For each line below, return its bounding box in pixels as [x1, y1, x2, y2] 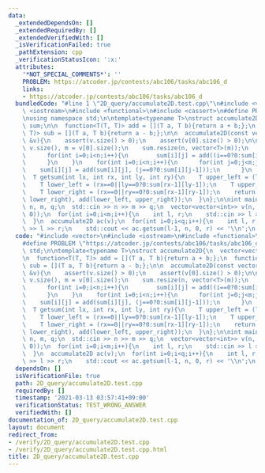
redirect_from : [8, 430, 58, 439]
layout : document [8, 423, 65, 431]
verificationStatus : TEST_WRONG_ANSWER [15, 401, 147, 410]
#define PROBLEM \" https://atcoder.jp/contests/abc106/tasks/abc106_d [22, 240, 259, 248]
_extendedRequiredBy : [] [15, 26, 97, 34]
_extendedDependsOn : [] [15, 19, 93, 27]
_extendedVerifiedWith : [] [15, 33, 104, 42]
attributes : [15, 63, 55, 71]
